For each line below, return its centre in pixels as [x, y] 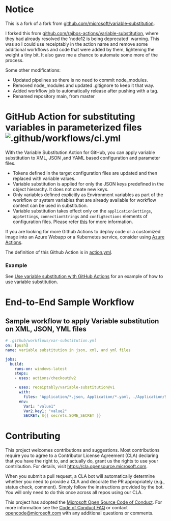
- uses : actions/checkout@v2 [45, 378]
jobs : [11, 359]
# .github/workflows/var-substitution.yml [51, 341]
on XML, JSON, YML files [46, 329]
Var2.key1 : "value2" [45, 411]
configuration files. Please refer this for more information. [73, 222]
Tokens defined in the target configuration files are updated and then [85, 173]
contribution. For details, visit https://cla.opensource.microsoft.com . [77, 467]
